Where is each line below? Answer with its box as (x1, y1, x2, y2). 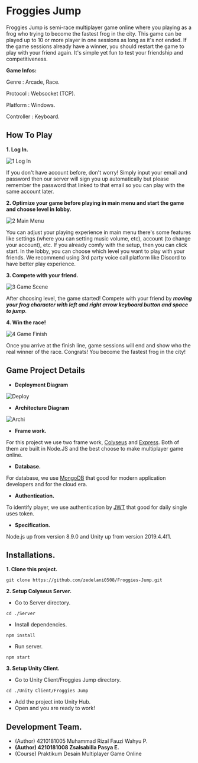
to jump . (6, 307, 27, 314)
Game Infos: (6, 67, 37, 74)
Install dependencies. (14, 621, 67, 628)
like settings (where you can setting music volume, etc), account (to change (6, 235, 191, 242)
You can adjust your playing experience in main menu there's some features (6, 229, 191, 236)
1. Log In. (6, 145, 28, 153)
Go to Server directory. (14, 599, 71, 606)
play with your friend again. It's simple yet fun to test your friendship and (6, 49, 183, 56)
